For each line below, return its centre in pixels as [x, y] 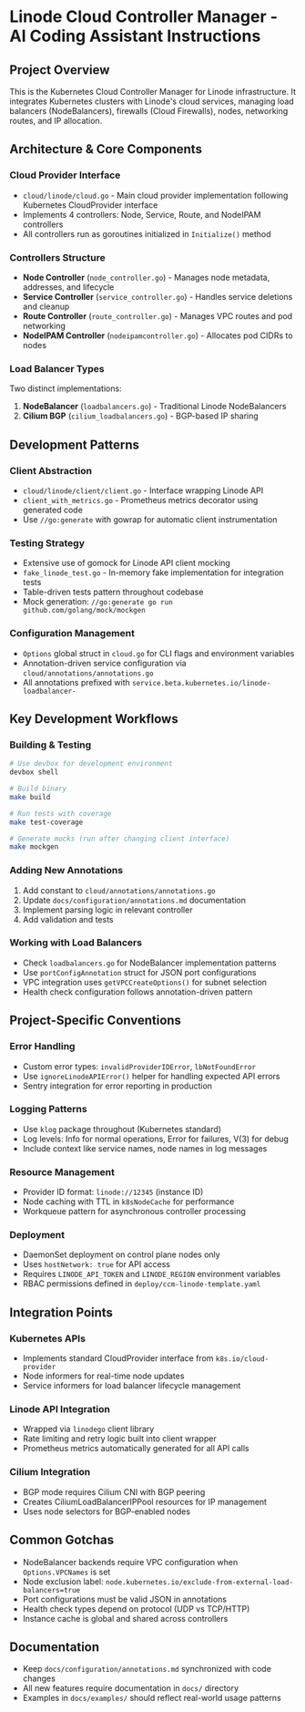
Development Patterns [74, 444]
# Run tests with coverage [61, 813]
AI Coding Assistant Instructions [135, 36]
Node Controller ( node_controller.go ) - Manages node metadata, [146, 277]
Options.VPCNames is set [66, 1572]
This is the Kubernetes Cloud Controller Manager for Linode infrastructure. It [153, 92]
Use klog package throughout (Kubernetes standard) [122, 1129]
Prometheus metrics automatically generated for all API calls [136, 1449]
